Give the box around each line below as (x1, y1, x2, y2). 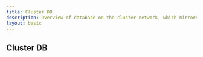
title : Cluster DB (6, 8, 53, 15)
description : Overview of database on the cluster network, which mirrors (6, 15, 199, 21)
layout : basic (6, 20, 42, 26)
